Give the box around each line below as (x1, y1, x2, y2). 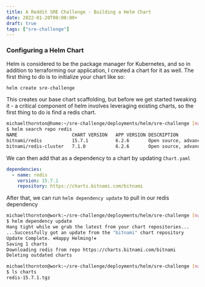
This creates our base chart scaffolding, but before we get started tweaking (6, 96, 197, 103)
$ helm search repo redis (6, 126, 72, 133)
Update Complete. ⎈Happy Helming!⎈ (6, 235, 97, 241)
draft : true (6, 20, 37, 26)
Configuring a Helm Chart (6, 46, 84, 55)
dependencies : (6, 166, 43, 172)
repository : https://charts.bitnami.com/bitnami (17, 183, 143, 189)
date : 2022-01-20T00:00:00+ (6, 15, 78, 21)
